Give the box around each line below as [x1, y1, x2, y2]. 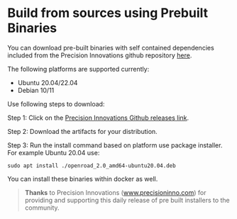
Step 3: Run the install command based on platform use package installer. [7, 140, 223, 150]
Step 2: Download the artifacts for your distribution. [7, 127, 158, 135]
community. [24, 203, 60, 212]
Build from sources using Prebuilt [7, 5, 209, 21]
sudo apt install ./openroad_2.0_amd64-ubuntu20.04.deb [7, 162, 176, 169]
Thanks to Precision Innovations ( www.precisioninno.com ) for [24, 188, 206, 196]
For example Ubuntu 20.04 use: [7, 148, 100, 157]
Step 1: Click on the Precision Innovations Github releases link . [7, 113, 189, 122]
